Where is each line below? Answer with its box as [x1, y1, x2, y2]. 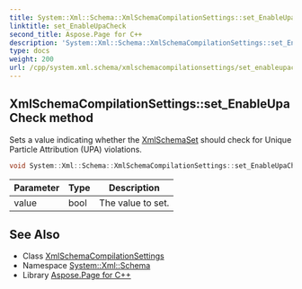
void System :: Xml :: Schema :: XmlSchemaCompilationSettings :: [9, 161, 235, 171]
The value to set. [98, 197, 170, 209]
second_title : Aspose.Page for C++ [9, 30, 143, 39]
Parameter [13, 181, 60, 194]
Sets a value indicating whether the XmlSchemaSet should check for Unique [9, 134, 292, 144]
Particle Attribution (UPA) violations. [9, 144, 142, 154]
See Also [9, 226, 60, 242]
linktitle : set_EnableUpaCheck [9, 22, 127, 31]
